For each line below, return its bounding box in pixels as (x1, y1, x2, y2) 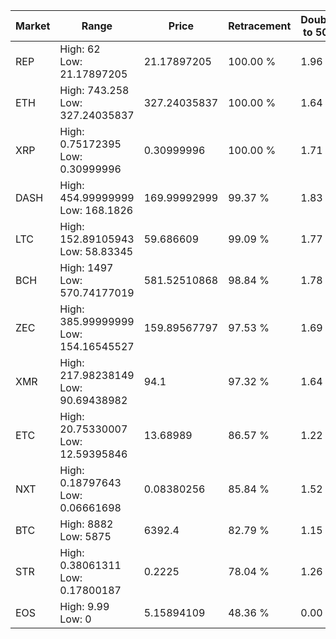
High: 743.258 (59, 84, 130, 97)
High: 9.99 (59, 600, 110, 613)
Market (15, 19, 51, 33)
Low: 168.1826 (59, 204, 134, 217)
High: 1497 (59, 261, 114, 274)
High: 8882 (59, 517, 114, 531)
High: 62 (59, 42, 101, 56)
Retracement (228, 19, 292, 33)
